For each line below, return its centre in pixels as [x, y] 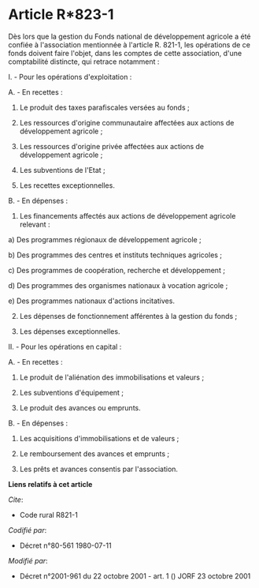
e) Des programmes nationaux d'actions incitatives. [92, 301]
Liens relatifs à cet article [50, 484]
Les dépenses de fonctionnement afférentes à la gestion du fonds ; [128, 316]
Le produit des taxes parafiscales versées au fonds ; [105, 107]
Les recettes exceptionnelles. [67, 185]
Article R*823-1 [61, 15]
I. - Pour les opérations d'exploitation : [70, 77]
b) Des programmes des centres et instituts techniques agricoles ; [115, 255]
